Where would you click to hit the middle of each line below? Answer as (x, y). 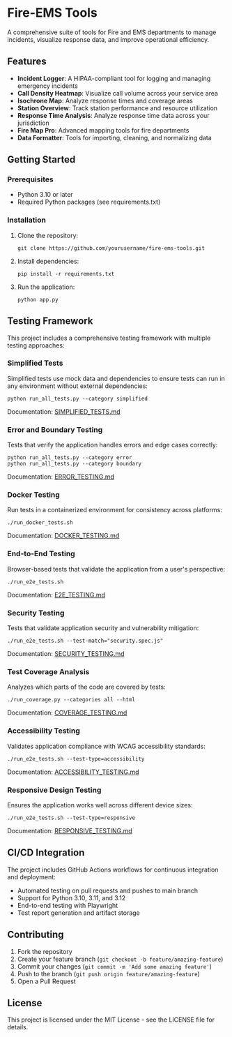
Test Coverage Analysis (48, 671)
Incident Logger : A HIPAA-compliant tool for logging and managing (114, 78)
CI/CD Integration (46, 853)
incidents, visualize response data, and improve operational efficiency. (108, 39)
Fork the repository (45, 951)
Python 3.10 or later (45, 195)
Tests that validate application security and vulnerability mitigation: (103, 628)
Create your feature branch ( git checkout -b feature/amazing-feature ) (120, 959)
